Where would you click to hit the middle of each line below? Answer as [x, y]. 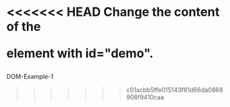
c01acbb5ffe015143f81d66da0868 [175, 90]
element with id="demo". [80, 53]
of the [24, 27]
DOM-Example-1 [30, 77]
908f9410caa [145, 97]
